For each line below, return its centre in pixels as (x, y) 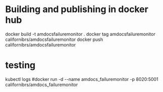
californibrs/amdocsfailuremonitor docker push (54, 39)
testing (20, 65)
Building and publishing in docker (77, 9)
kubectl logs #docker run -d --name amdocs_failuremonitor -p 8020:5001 (82, 79)
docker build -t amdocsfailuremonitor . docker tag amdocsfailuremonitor (80, 34)
